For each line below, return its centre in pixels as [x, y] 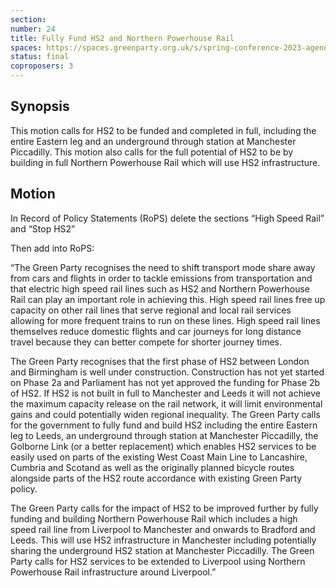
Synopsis [40, 106]
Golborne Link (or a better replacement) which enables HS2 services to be [163, 446]
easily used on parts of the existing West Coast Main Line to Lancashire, [159, 457]
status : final [40, 57]
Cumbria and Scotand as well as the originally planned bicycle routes [152, 467]
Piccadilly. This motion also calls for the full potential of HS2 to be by [152, 152]
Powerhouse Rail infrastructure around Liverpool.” [113, 572]
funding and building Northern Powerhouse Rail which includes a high [154, 518]
